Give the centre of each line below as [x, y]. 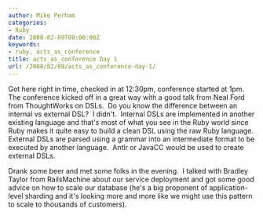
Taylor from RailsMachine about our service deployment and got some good [131, 179]
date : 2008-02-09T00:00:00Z [54, 37]
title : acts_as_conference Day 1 [63, 60]
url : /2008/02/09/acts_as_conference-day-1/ [82, 67]
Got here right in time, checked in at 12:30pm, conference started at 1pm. [126, 89]
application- [229, 187]
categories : [27, 23]
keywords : [24, 45]
